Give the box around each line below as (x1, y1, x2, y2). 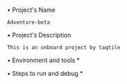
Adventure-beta (7, 19, 51, 26)
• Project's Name (7, 6, 56, 14)
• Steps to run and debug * (7, 70, 83, 77)
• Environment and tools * (7, 56, 81, 64)
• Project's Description (7, 31, 72, 39)
